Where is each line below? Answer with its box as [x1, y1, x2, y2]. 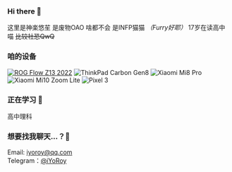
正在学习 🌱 [7, 95, 44, 105]
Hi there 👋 [7, 6, 42, 16]
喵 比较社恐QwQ [7, 32, 55, 41]
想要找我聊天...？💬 [7, 131, 71, 141]
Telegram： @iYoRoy [7, 156, 67, 165]
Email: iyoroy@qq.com [7, 148, 73, 156]
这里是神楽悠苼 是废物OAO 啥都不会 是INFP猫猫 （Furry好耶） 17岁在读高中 [7, 23, 226, 32]
